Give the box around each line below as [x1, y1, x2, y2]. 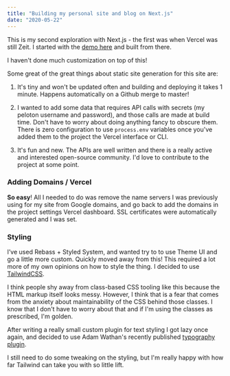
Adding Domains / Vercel [7, 177, 92, 187]
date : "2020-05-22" [7, 16, 63, 23]
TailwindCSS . [7, 269, 45, 278]
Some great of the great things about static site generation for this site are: [7, 69, 218, 78]
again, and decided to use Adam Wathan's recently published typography [7, 333, 216, 341]
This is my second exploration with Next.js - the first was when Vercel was [7, 35, 218, 43]
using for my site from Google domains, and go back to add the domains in [7, 200, 218, 208]
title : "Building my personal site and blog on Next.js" [7, 10, 174, 17]
